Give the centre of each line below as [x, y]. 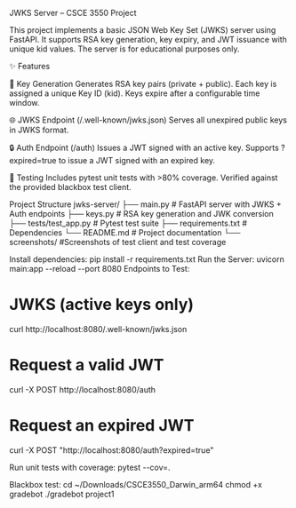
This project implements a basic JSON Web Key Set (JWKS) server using [143, 30]
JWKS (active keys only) [101, 305]
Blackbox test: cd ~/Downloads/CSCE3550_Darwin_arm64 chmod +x [136, 484]
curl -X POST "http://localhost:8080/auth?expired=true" [112, 450]
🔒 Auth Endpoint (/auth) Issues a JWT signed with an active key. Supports [144, 147]
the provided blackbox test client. [70, 187]
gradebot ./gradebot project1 [62, 494]
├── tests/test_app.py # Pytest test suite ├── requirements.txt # [128, 223]
